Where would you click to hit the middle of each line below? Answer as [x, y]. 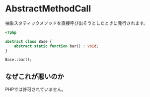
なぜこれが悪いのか [35, 76]
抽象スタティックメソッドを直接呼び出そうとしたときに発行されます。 [76, 23]
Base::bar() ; [19, 60]
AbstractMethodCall [48, 9]
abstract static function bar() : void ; [56, 46]
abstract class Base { [29, 41]
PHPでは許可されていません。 [36, 90]
